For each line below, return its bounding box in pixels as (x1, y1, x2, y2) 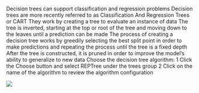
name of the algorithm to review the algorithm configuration (6, 69, 154, 76)
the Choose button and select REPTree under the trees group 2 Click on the (6, 62, 193, 70)
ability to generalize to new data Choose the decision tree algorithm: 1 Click (6, 56, 192, 63)
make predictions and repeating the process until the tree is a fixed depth (6, 43, 188, 50)
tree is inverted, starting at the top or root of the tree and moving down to (6, 24, 187, 31)
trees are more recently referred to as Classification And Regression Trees (6, 11, 190, 19)
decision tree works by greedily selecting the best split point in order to (6, 37, 182, 44)
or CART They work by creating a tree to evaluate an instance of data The (6, 18, 188, 25)
